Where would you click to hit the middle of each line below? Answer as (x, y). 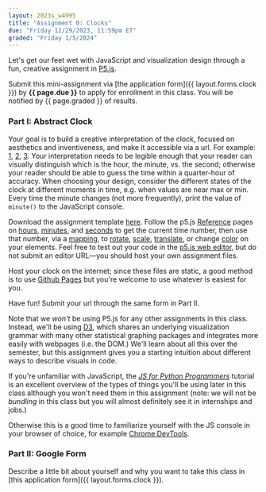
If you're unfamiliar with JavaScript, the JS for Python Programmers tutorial (131, 376)
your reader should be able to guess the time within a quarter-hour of (122, 172)
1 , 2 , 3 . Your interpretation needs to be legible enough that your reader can (130, 156)
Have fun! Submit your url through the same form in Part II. (104, 303)
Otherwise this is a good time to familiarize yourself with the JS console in (129, 425)
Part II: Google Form (47, 454)
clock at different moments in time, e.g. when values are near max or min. (128, 189)
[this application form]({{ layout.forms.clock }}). (86, 479)
